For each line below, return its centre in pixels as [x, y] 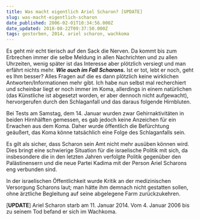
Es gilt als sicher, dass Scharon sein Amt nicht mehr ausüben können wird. [98, 144]
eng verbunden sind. [32, 169]
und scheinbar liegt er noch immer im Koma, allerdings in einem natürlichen [99, 89]
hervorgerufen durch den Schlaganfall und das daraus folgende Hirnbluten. [99, 102]
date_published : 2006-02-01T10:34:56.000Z [60, 23]
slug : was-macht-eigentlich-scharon [52, 17]
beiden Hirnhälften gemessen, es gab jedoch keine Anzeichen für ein [91, 120]
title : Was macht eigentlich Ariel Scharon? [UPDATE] [75, 12]
